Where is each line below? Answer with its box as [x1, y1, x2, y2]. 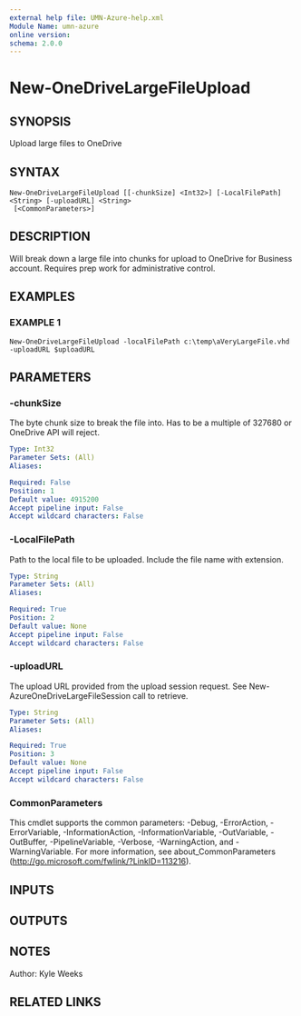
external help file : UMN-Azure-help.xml [9, 13, 165, 23]
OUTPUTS [9, 912, 68, 928]
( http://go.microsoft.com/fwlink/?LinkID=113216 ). [9, 856, 192, 867]
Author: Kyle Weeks [9, 968, 83, 979]
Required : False [9, 478, 71, 487]
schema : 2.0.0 [9, 38, 63, 48]
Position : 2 [9, 613, 54, 623]
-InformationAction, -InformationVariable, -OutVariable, [63, 827, 269, 838]
